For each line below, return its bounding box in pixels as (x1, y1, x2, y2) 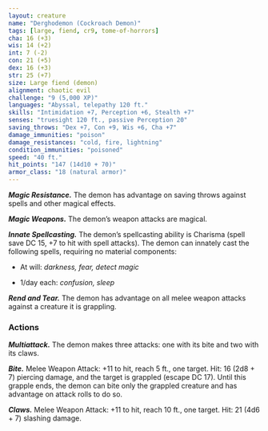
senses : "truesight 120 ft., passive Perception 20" (8, 116, 188, 124)
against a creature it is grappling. (8, 302, 118, 311)
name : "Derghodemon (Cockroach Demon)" (8, 19, 142, 27)
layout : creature (8, 11, 66, 20)
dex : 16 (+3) (8, 64, 52, 72)
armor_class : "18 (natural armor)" (8, 168, 127, 176)
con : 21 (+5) (8, 57, 52, 65)
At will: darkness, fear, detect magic (19, 262, 140, 272)
